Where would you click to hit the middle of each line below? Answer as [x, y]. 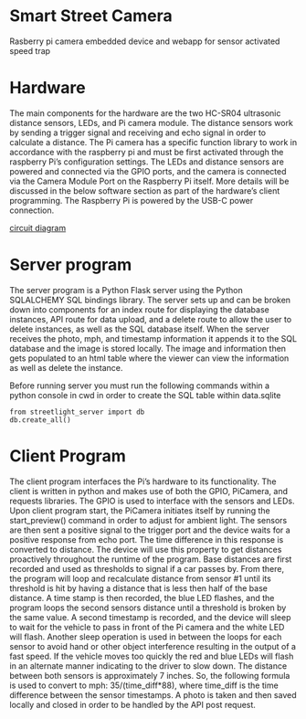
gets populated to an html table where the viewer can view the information [149, 358]
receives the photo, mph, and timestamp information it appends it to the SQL [153, 338]
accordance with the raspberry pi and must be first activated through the [147, 152]
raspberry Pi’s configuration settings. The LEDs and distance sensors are [147, 162]
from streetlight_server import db [77, 412]
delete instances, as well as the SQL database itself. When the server [139, 329]
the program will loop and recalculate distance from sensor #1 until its [140, 578]
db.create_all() [40, 420]
